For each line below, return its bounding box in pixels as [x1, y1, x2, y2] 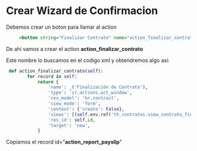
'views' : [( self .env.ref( [47, 111, 111, 118]
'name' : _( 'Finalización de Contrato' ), [47, 84, 148, 90]
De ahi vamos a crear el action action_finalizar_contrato [6, 45, 144, 52]
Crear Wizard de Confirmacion [6, 4, 158, 18]
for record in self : [27, 73, 77, 80]
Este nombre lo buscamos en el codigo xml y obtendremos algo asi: [6, 57, 170, 64]
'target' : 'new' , [47, 122, 91, 128]
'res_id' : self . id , [47, 117, 96, 123]
